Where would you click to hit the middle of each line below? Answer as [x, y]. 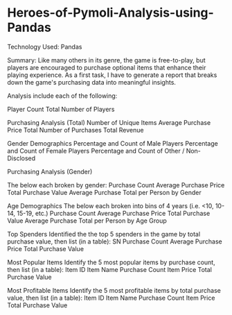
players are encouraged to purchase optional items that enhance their [107, 67]
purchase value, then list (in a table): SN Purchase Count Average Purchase [115, 241]
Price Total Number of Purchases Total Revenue [75, 130]
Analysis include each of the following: [62, 96]
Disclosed [21, 158]
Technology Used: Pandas [45, 46]
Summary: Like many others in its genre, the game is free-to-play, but [106, 60]
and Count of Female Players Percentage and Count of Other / [96, 151]
